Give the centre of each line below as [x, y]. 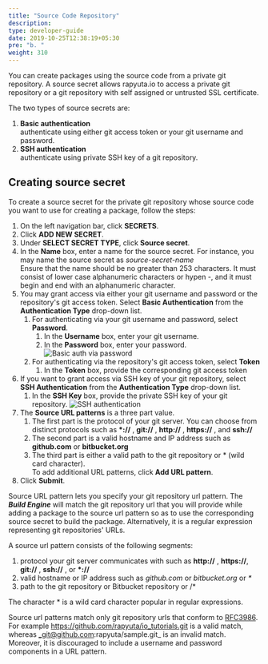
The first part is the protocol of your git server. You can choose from [144, 421]
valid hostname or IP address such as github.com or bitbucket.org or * [136, 578]
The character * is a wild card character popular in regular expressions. [126, 602]
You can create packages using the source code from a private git [117, 76]
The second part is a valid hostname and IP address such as [131, 438]
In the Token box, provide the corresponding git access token [146, 370]
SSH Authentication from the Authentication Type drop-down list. [130, 387]
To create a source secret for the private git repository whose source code [131, 201]
